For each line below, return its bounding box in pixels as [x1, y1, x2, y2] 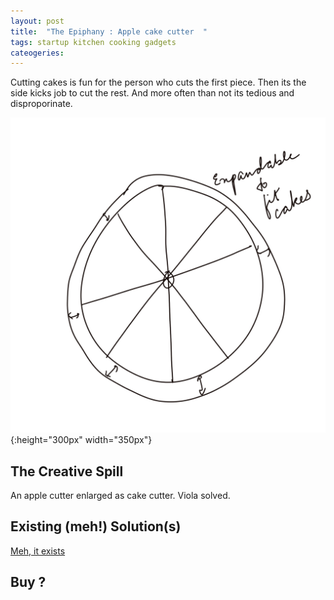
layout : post [10, 16, 65, 26]
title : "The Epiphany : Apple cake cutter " [10, 26, 208, 37]
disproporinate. [10, 98, 73, 110]
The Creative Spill [10, 463, 124, 480]
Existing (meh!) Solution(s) [10, 518, 182, 535]
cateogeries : [10, 48, 65, 58]
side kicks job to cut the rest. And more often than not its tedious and [10, 87, 295, 99]
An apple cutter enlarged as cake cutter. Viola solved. [10, 490, 231, 502]
